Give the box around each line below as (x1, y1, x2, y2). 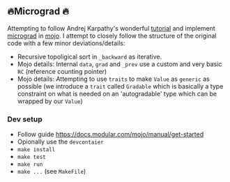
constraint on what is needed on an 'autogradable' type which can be (17, 89, 217, 98)
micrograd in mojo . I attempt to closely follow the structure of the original (7, 31, 217, 40)
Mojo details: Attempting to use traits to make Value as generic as (17, 75, 210, 83)
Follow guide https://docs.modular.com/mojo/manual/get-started (17, 130, 204, 139)
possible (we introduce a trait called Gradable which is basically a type (17, 82, 224, 90)
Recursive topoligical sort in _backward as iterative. (17, 52, 162, 61)
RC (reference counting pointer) (17, 67, 107, 75)
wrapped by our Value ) (17, 97, 84, 105)
